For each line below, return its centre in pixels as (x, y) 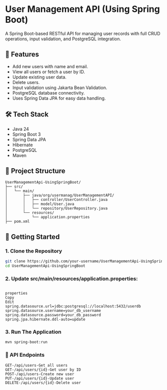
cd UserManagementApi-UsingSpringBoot (45, 266)
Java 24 (21, 129)
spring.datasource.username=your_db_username (53, 311)
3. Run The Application (33, 332)
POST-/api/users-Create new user (40, 374)
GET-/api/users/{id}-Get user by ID (43, 370)
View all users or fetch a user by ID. (49, 72)
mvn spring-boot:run (27, 342)
